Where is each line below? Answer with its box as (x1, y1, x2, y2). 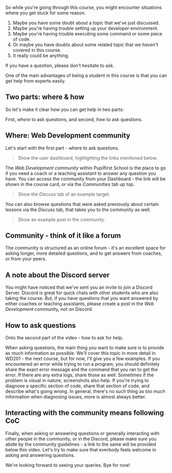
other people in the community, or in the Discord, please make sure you (5, 436, 157, 442)
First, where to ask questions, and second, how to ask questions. (5, 116, 143, 122)
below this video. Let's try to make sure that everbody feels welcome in (5, 446, 157, 452)
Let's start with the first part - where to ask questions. (5, 145, 120, 151)
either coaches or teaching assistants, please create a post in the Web (5, 300, 154, 307)
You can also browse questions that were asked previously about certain (5, 201, 159, 207)
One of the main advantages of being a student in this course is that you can (5, 72, 167, 79)
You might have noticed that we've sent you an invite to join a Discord (5, 285, 153, 291)
